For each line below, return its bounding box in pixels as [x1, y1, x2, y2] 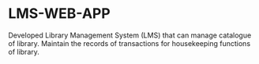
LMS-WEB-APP [8, 5, 111, 23]
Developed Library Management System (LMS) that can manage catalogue [8, 30, 252, 40]
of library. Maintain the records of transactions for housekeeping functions [8, 38, 251, 48]
